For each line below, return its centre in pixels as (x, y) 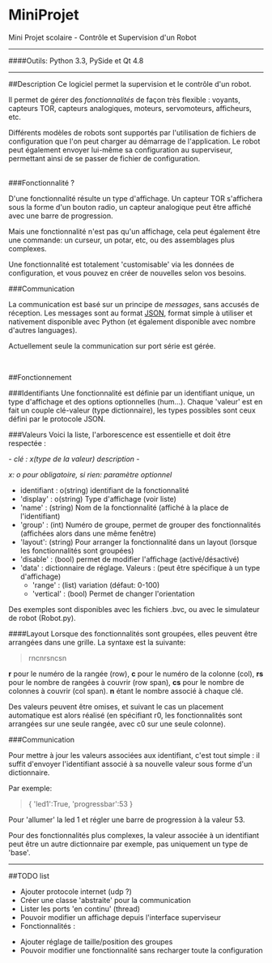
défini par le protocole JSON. (57, 418)
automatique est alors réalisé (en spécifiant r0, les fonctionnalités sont (125, 715)
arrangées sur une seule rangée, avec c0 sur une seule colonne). (117, 724)
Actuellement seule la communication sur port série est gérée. (112, 345)
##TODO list (29, 875)
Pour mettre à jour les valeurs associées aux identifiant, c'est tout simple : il (134, 755)
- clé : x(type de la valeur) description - (74, 459)
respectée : (28, 443)
